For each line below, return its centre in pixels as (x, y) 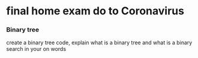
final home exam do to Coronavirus (95, 11)
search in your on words (36, 49)
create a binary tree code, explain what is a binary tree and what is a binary (99, 42)
